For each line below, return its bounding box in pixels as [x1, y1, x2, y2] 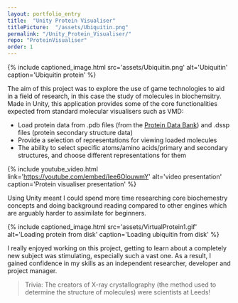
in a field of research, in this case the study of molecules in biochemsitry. [7, 92, 222, 100]
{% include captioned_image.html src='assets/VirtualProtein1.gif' [7, 223, 198, 231]
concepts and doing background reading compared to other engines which [7, 201, 227, 210]
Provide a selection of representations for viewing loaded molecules [17, 136, 217, 144]
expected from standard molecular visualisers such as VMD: [7, 107, 184, 115]
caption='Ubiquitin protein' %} [7, 70, 97, 79]
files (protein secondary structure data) [17, 129, 134, 137]
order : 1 [7, 43, 33, 51]
